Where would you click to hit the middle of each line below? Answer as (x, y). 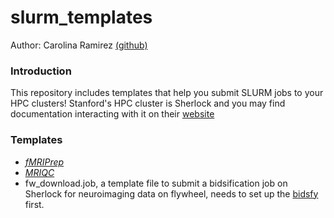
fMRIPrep (44, 162)
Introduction (41, 71)
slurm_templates (81, 17)
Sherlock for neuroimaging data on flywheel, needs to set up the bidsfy (171, 193)
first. (34, 204)
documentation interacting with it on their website (112, 114)
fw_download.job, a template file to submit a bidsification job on (156, 183)
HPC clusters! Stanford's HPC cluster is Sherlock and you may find (148, 103)
